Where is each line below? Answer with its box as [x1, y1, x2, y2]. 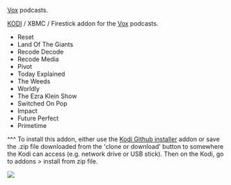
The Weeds [17, 77, 51, 86]
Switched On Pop [17, 99, 67, 107]
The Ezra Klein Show [17, 92, 77, 100]
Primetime [17, 122, 47, 129]
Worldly [17, 85, 40, 92]
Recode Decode [17, 48, 64, 56]
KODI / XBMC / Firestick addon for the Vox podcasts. [7, 19, 159, 27]
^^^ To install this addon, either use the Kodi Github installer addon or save [7, 135, 221, 143]
